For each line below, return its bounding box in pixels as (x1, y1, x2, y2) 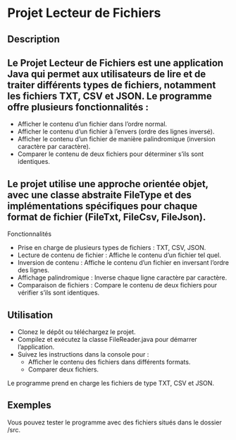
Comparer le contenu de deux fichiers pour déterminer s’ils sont (17, 150, 204, 158)
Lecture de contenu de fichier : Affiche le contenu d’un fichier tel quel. (17, 251, 222, 259)
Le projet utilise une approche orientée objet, (7, 178, 209, 190)
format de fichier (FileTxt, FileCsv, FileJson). (7, 210, 206, 223)
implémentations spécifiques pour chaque (7, 200, 198, 212)
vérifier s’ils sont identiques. (17, 288, 100, 297)
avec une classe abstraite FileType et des (7, 189, 192, 201)
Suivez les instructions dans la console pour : (17, 350, 149, 359)
